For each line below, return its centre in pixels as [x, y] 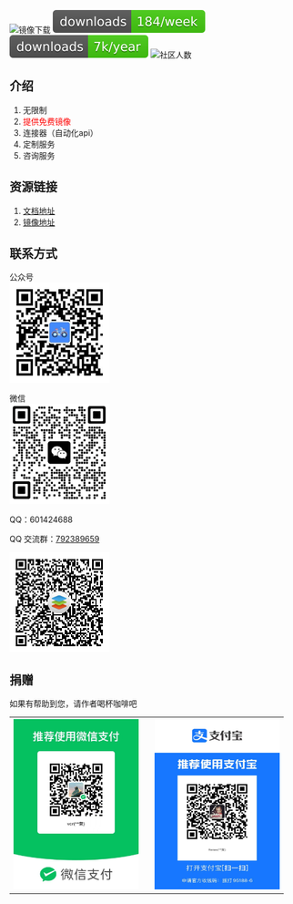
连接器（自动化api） [60, 132]
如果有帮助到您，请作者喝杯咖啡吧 [73, 704]
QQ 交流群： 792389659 [55, 539]
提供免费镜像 [46, 121]
